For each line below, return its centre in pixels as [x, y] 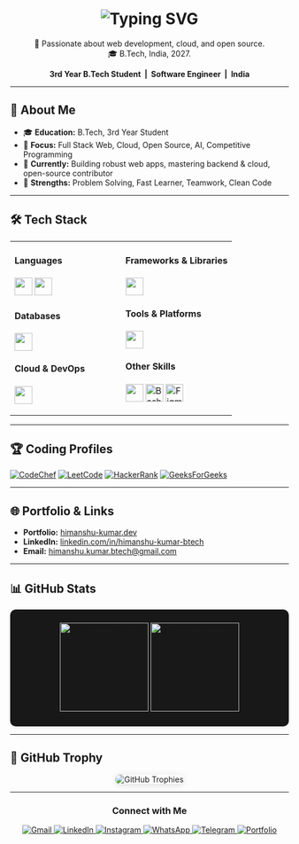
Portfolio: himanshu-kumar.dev [80, 533]
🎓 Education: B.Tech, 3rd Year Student [96, 132]
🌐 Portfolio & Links [62, 511]
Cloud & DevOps [50, 369]
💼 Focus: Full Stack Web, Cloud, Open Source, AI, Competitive [137, 145]
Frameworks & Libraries [176, 260]
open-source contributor [68, 173]
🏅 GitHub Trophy [57, 758]
